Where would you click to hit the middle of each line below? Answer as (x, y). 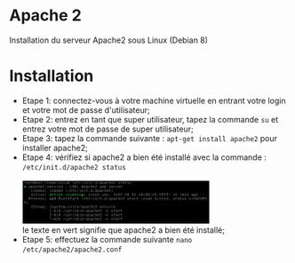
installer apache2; (55, 147)
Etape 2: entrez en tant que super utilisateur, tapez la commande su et (150, 119)
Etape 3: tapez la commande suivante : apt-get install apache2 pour (150, 138)
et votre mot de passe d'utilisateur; (86, 110)
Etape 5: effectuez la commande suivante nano (107, 240)
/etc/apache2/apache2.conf (72, 250)
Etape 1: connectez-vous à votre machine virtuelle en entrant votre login (154, 100)
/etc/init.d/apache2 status (74, 167)
